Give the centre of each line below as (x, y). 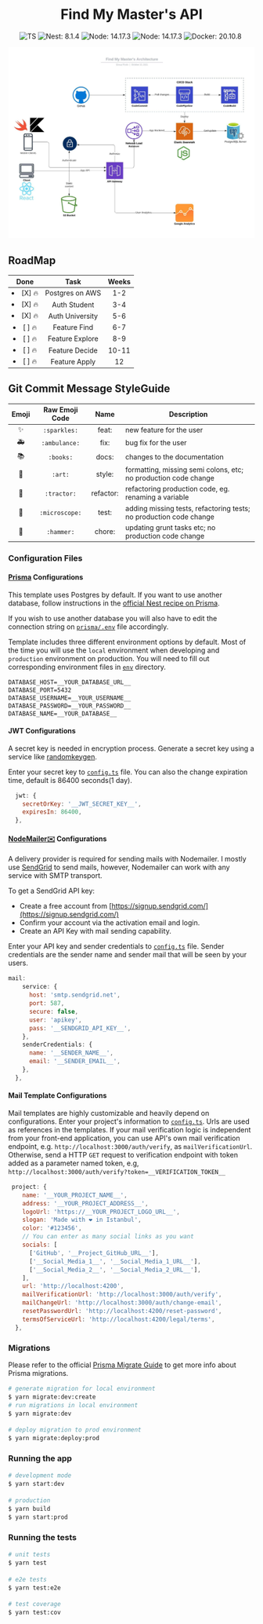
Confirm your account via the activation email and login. (110, 923)
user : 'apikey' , (55, 1020)
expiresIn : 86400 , (52, 812)
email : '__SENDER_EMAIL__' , (75, 1062)
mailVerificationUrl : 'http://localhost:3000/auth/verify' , (122, 1295)
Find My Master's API (131, 15)
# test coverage (34, 1604)
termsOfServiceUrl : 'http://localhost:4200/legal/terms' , (119, 1319)
